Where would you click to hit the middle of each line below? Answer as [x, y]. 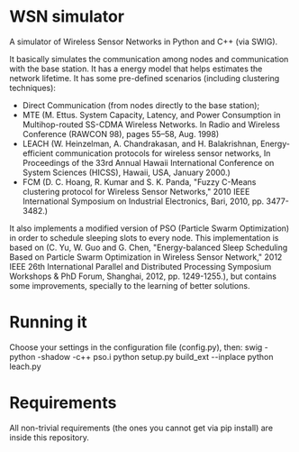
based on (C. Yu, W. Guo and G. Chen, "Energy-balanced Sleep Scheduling [149, 247]
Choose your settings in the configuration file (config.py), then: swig [136, 347]
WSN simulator [67, 17]
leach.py [26, 366]
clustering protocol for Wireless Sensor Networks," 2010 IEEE [136, 191]
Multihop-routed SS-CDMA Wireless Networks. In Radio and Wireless [151, 125]
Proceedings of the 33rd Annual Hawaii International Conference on [148, 162]
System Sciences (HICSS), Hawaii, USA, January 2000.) [127, 172]
